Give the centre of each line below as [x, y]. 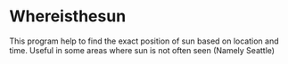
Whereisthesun [68, 16]
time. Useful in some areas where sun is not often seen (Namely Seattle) [142, 50]
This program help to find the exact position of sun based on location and [144, 41]
